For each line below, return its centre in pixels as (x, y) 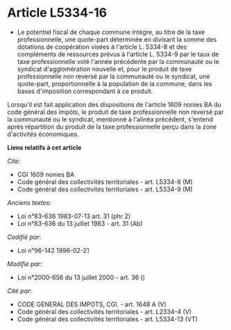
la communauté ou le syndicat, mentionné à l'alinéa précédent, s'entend (110, 119)
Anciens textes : (29, 202)
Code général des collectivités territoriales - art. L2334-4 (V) (104, 311)
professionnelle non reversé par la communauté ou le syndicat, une (113, 76)
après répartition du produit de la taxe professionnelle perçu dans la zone (112, 126)
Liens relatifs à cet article (44, 147)
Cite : (14, 160)
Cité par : (20, 290)
